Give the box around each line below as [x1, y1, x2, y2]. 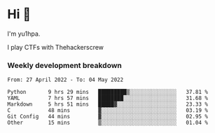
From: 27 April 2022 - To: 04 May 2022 [7, 76, 124, 83]
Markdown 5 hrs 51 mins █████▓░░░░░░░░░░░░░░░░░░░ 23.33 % [7, 101, 209, 108]
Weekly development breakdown [7, 60, 123, 70]
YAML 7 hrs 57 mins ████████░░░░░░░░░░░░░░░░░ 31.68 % [7, 94, 209, 102]
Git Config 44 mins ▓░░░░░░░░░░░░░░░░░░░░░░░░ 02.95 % [7, 113, 209, 120]
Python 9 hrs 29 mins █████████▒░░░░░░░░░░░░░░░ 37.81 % [7, 89, 209, 96]
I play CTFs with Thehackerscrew [7, 43, 104, 51]
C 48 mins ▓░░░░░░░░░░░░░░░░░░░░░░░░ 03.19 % [7, 107, 209, 114]
